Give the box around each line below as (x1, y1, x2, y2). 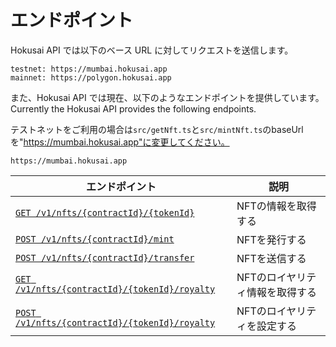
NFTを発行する (236, 232, 307, 246)
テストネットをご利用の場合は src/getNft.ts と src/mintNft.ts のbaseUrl (10, 123, 304, 135)
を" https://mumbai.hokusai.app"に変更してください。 (10, 136, 230, 148)
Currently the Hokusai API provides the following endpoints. (10, 102, 257, 115)
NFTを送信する (236, 251, 307, 265)
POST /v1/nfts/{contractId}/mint (15, 233, 175, 245)
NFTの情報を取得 (236, 199, 317, 213)
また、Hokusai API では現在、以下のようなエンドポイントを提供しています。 (10, 91, 325, 103)
